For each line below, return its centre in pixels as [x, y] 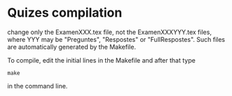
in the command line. [37, 86]
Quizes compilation [65, 13]
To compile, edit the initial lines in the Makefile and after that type [102, 60]
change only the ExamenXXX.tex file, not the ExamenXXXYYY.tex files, [110, 32]
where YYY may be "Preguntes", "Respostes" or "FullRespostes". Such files [116, 39]
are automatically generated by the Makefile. [72, 47]
